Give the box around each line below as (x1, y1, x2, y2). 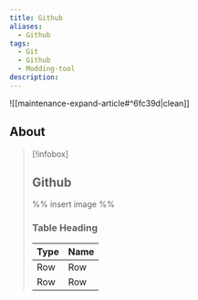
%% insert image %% (31, 199, 116, 210)
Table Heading (31, 222, 99, 234)
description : (9, 73, 59, 82)
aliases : (9, 22, 43, 31)
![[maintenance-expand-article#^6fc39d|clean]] (9, 98, 190, 109)
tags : (9, 38, 30, 48)
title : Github (9, 13, 64, 23)
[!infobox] (31, 148, 69, 160)
